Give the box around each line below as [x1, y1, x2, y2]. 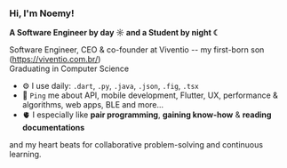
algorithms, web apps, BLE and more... [21, 100, 164, 110]
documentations [21, 123, 85, 133]
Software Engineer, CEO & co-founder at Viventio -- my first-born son [9, 44, 265, 55]
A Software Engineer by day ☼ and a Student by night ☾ [9, 28, 220, 38]
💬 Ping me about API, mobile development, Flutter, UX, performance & [21, 90, 278, 100]
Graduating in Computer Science [9, 63, 130, 74]
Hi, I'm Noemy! [9, 7, 75, 20]
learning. [9, 149, 42, 160]
